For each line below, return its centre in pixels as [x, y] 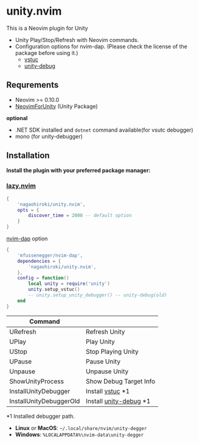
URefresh [23, 332]
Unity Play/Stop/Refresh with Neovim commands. [77, 40]
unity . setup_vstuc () [54, 290]
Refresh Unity [106, 332]
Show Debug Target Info [121, 381]
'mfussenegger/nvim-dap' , [50, 255]
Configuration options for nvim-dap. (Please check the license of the [101, 46]
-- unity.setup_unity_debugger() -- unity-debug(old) [98, 295]
